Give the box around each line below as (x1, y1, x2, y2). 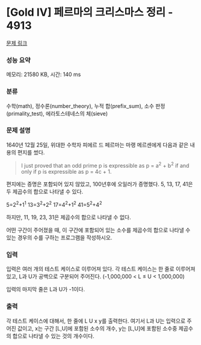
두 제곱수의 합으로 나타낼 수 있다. (6, 188, 84, 195)
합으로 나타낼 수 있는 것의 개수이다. (12, 332, 94, 340)
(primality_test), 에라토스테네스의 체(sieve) (6, 110, 108, 117)
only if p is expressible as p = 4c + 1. (20, 168, 112, 176)
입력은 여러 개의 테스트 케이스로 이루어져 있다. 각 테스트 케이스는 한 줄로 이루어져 (6, 265, 196, 273)
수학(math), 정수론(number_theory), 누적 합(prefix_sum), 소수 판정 (6, 102, 165, 109)
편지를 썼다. (17, 148, 45, 156)
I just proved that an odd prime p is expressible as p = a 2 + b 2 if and (20, 160, 190, 169)
